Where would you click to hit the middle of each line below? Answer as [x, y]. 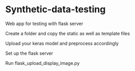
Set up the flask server [29, 53]
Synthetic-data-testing [55, 9]
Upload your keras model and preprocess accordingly [62, 43]
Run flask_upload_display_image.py [43, 63]
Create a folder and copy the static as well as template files [68, 33]
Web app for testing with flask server [44, 23]
